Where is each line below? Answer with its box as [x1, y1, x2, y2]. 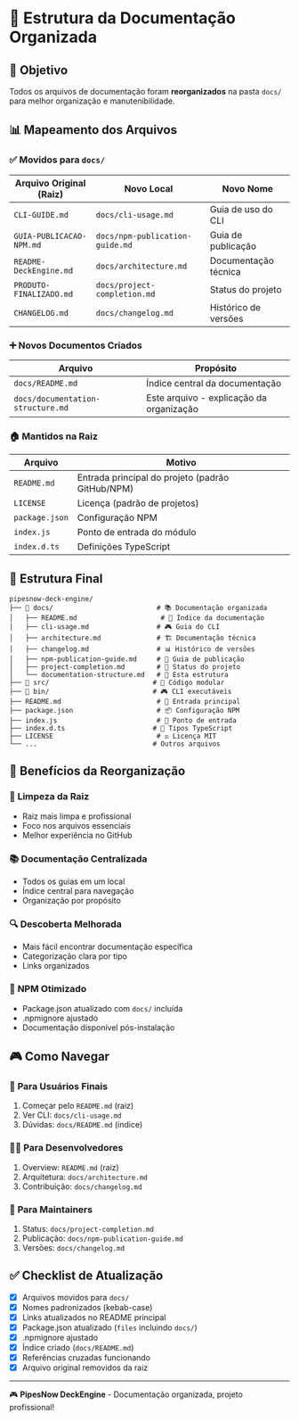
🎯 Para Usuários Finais [9, 1079, 109, 1092]
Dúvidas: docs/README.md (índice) [21, 1119, 143, 1130]
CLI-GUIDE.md [13, 210, 69, 219]
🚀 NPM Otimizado [9, 983, 87, 996]
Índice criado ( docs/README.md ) [21, 1343, 134, 1353]
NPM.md [13, 240, 42, 250]
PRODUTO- [13, 280, 51, 290]
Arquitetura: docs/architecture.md [21, 1171, 149, 1182]
